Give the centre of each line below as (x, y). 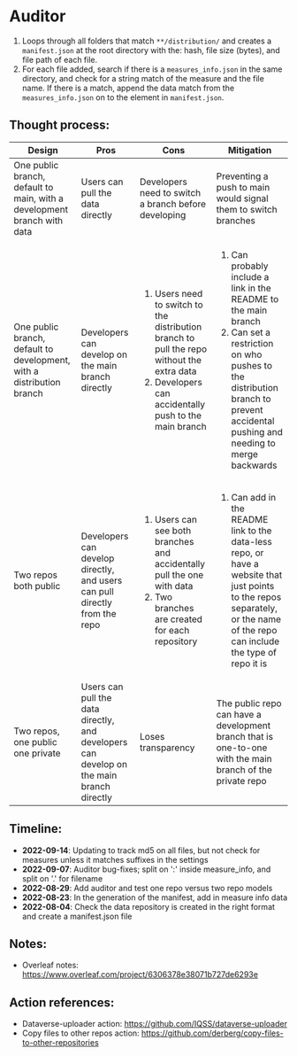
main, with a (38, 198)
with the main (244, 758)
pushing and (257, 431)
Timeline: (36, 829)
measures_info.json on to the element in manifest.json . (123, 97)
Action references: (62, 1002)
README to (255, 299)
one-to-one (242, 748)
